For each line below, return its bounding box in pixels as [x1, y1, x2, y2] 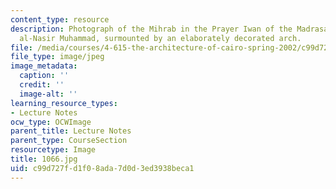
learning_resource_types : [10, 98, 118, 108]
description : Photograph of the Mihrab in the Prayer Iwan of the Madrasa [10, 24, 329, 34]
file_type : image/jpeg [10, 52, 105, 62]
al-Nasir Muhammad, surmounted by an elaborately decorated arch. [19, 33, 302, 43]
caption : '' [19, 71, 70, 81]
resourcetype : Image [10, 145, 97, 155]
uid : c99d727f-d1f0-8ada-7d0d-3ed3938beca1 [10, 163, 195, 173]
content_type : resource [10, 14, 110, 25]
